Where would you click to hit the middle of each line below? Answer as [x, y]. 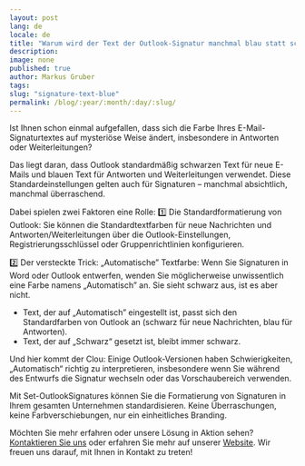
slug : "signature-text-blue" [64, 94]
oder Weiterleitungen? [51, 147]
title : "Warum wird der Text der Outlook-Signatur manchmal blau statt [148, 43]
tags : [20, 85]
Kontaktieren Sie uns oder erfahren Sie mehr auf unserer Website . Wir [140, 442]
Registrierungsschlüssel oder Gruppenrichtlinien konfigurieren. [127, 244]
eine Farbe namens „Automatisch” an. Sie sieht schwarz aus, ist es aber [144, 285]
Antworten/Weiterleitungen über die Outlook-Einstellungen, [120, 235]
